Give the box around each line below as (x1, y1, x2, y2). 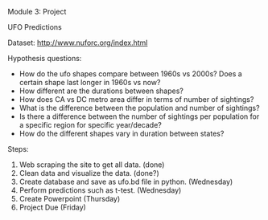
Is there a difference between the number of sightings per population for (19, 112, 260, 121)
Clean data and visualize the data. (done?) (19, 169, 159, 177)
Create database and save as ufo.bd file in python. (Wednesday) (19, 177, 233, 186)
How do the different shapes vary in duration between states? (19, 128, 225, 138)
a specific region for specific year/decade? (19, 120, 163, 129)
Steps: (7, 145, 29, 153)
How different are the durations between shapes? (19, 86, 184, 96)
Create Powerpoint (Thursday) (19, 194, 121, 203)
